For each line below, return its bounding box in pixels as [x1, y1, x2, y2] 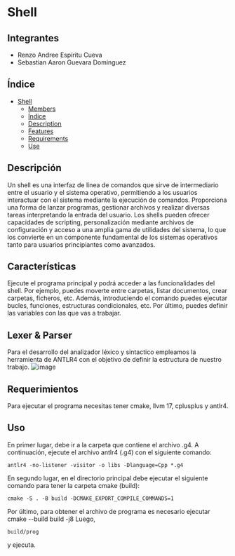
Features [27, 127, 54, 135]
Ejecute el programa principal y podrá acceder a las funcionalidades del [7, 279, 215, 287]
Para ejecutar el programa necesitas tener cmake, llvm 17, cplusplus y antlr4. [7, 402, 229, 410]
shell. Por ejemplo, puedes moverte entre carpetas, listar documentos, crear [7, 287, 228, 295]
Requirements [27, 134, 69, 142]
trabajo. [7, 362, 30, 372]
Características [7, 261, 76, 273]
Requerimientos [7, 383, 79, 395]
